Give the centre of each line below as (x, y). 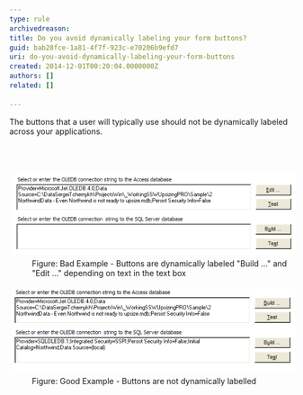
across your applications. (56, 131)
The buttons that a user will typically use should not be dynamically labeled (149, 121)
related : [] (31, 85)
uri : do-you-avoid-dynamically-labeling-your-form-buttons (122, 57)
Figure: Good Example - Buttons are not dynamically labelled (144, 381)
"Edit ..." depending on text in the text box (109, 274)
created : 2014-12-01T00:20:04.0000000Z (84, 67)
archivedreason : (40, 28)
